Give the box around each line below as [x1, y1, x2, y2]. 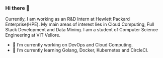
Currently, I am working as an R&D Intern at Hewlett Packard [5, 16, 130, 22]
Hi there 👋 [5, 5, 30, 12]
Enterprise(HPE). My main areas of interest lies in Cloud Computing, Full [5, 21, 154, 27]
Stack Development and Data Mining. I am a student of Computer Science [5, 27, 158, 33]
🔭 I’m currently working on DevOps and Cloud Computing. [12, 42, 133, 48]
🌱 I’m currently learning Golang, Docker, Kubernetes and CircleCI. [12, 47, 148, 53]
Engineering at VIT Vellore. [5, 32, 61, 38]
